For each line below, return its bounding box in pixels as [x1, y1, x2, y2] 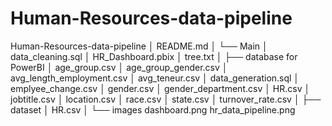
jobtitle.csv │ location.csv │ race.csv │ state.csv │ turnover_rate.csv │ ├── [10, 93, 322, 105]
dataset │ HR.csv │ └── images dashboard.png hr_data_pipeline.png [10, 103, 296, 116]
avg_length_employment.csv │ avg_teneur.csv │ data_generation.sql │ [10, 72, 300, 84]
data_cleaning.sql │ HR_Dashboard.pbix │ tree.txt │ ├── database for [10, 50, 298, 62]
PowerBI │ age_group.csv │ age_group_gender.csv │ [10, 61, 228, 73]
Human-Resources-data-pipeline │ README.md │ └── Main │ [10, 40, 268, 52]
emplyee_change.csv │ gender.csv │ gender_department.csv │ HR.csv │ [10, 82, 311, 94]
